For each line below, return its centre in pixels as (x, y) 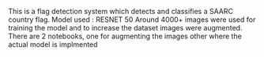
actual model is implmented (53, 45)
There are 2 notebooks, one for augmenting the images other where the (125, 36)
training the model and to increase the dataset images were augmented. (125, 28)
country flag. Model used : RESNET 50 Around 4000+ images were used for (132, 20)
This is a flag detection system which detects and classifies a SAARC (121, 11)
